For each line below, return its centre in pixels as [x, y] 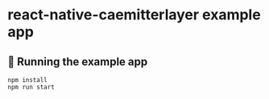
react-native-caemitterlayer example [134, 15]
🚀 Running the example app [78, 62]
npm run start [31, 87]
